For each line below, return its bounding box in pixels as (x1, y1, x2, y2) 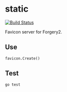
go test (5, 82, 21, 87)
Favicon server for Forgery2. (5, 29, 62, 35)
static (5, 3, 29, 15)
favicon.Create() (5, 56, 40, 61)
